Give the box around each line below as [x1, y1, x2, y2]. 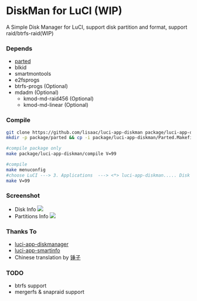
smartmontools [14, 70, 52, 77]
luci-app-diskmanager [14, 241, 69, 248]
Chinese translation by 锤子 [14, 254, 81, 261]
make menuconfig [6, 167, 46, 173]
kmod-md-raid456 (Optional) [23, 95, 94, 102]
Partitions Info [14, 212, 49, 219]
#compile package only [6, 146, 62, 151]
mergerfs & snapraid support [14, 289, 85, 296]
